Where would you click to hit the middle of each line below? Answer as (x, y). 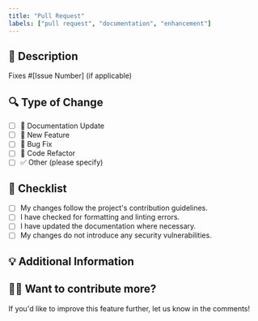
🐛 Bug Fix (36, 144)
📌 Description (43, 56)
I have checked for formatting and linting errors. (100, 217)
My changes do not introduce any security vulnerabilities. (116, 235)
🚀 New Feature (45, 135)
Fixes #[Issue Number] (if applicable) (70, 76)
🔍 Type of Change (56, 102)
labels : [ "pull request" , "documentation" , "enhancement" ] (110, 24)
